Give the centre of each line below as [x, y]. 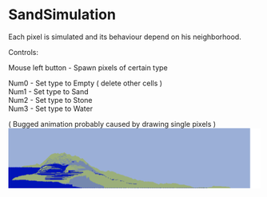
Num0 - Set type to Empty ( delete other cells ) [85, 83]
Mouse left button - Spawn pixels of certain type [88, 67]
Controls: [23, 52]
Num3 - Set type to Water [51, 108]
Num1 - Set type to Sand [49, 91]
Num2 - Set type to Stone [51, 100]
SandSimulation [62, 15]
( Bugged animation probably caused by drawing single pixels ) [112, 124]
